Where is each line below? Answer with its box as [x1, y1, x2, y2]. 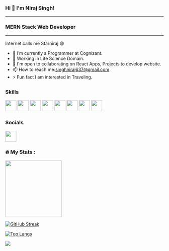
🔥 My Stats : [5, 148, 36, 155]
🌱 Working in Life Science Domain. [12, 55, 84, 61]
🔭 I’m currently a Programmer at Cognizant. [12, 50, 103, 56]
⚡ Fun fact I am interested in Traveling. [12, 74, 93, 80]
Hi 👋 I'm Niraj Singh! [5, 5, 55, 12]
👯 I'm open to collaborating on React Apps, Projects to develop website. [12, 60, 161, 67]
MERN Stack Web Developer [5, 24, 76, 31]
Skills [5, 88, 19, 95]
